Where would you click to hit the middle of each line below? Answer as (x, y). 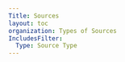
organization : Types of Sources (62, 31)
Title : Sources (34, 16)
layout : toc (28, 23)
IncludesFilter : (35, 38)
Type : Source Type (47, 46)
